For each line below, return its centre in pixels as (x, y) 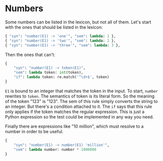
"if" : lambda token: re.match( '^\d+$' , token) (62, 77)
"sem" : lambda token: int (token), (49, 73)
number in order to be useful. (34, 131)
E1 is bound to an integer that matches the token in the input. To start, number (81, 91)
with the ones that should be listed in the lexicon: (54, 27)
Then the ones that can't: (30, 55)
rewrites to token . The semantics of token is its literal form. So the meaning (80, 96)
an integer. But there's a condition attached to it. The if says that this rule (79, 106)
